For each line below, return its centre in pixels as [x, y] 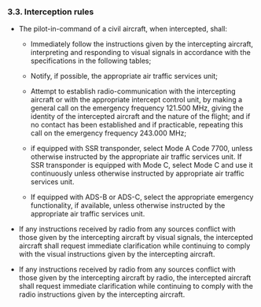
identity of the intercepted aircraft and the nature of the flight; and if [140, 117]
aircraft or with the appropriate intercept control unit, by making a [136, 100]
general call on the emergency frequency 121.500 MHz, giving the [137, 108]
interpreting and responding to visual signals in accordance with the [140, 53]
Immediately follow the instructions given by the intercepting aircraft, [142, 44]
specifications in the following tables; [91, 61]
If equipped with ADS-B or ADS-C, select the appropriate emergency [142, 197]
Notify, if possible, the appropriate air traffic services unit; [124, 76]
